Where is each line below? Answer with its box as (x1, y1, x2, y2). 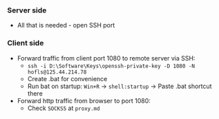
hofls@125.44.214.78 (27, 68, 87, 76)
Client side (7, 39, 44, 48)
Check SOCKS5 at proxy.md (27, 104, 100, 112)
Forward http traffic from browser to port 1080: (17, 96, 151, 105)
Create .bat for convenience (27, 74, 108, 83)
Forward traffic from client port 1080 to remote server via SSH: (17, 54, 196, 62)
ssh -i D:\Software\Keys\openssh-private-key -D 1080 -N (27, 63, 196, 69)
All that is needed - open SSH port (17, 21, 115, 30)
